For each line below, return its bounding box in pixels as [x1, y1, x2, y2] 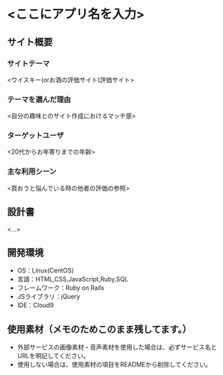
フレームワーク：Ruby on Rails [17, 284, 105, 292]
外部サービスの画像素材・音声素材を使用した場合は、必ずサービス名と [17, 343, 217, 351]
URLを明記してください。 [17, 351, 90, 360]
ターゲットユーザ [7, 131, 64, 141]
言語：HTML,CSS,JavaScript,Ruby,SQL [17, 275, 129, 284]
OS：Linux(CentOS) [17, 266, 75, 274]
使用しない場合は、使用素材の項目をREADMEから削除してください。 [17, 360, 212, 369]
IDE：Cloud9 [17, 301, 54, 309]
